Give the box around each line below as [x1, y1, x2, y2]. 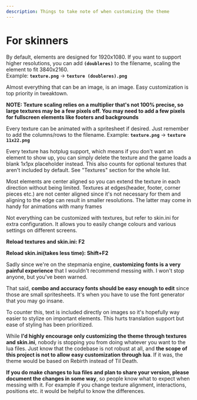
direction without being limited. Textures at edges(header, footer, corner [6, 184, 181, 191]
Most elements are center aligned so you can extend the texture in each [6, 177, 181, 185]
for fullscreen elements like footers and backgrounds [6, 113, 139, 120]
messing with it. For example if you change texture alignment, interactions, [6, 381, 187, 388]
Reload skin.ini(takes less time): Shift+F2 [6, 249, 109, 256]
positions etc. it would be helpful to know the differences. [6, 387, 145, 394]
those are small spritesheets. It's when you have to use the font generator [6, 291, 185, 298]
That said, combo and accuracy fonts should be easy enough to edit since [6, 284, 189, 291]
